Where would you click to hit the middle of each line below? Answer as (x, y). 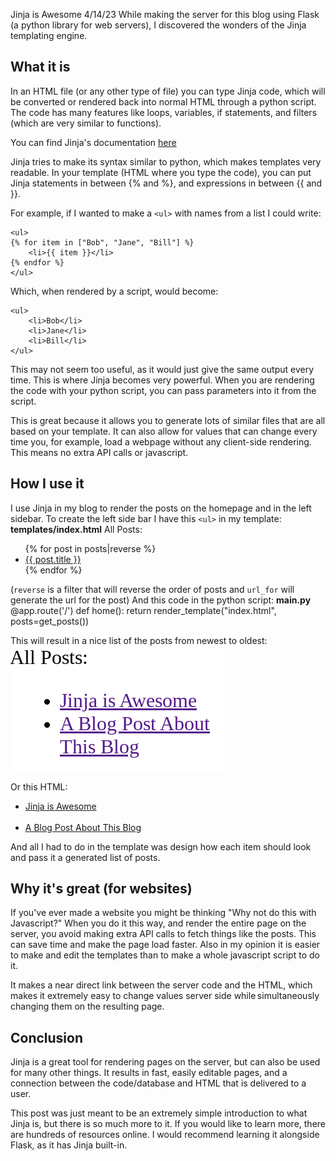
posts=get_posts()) (50, 621)
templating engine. (49, 35)
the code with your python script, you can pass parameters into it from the (163, 390)
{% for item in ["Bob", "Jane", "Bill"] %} (102, 242)
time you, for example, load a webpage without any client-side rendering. (161, 441)
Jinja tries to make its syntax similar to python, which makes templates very (166, 161)
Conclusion (47, 1037)
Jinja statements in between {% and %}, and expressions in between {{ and (166, 183)
